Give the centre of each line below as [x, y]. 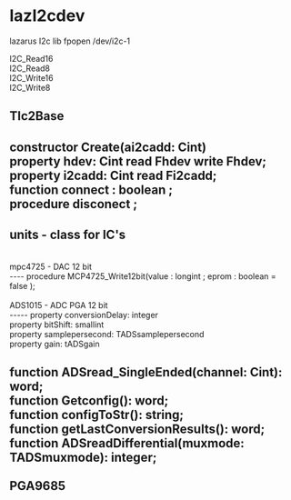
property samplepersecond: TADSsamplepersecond [107, 334]
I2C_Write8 [30, 87]
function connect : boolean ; [91, 190]
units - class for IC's [68, 235]
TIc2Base [37, 116]
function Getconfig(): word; [89, 400]
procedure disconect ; [74, 204]
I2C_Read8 [30, 68]
